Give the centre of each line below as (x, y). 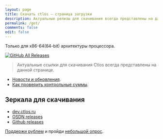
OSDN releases (27, 117)
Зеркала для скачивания (45, 100)
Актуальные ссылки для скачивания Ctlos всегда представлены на (87, 65)
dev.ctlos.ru (24, 111)
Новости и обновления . (36, 79)
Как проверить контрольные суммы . (50, 85)
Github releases (28, 122)
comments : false (21, 28)
